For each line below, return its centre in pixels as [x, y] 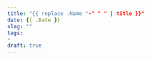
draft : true [24, 46]
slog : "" [20, 26]
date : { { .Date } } [34, 20]
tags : [15, 33]
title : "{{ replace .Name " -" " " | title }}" [76, 13]
